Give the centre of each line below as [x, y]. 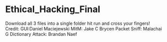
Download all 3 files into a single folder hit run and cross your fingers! [78, 23]
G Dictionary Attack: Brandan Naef [41, 34]
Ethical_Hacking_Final [53, 9]
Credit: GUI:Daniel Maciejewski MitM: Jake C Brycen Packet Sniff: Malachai [83, 28]
